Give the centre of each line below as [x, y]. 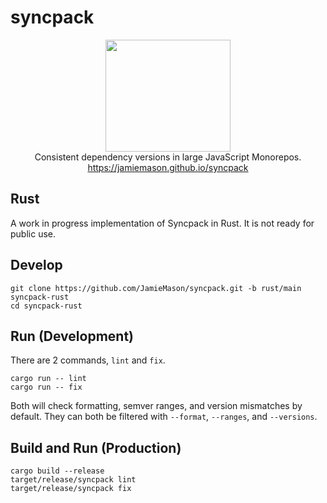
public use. [33, 233]
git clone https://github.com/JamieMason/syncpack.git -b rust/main [156, 288]
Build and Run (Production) [96, 447]
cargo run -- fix [46, 387]
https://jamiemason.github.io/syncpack [168, 167]
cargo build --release [57, 471]
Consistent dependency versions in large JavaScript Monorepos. [168, 157]
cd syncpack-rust [46, 306]
